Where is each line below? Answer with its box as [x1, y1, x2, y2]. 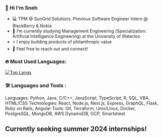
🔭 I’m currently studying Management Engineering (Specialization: [12, 28, 147, 34]
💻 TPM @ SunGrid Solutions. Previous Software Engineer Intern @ [12, 16, 148, 22]
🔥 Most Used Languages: [5, 58, 66, 65]
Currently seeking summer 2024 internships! [5, 125, 147, 133]
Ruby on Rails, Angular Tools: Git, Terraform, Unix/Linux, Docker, [5, 105, 136, 111]
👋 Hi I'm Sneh [5, 4, 38, 11]
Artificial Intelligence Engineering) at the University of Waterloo [12, 33, 140, 39]
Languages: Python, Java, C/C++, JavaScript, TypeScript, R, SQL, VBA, [5, 95, 150, 101]
